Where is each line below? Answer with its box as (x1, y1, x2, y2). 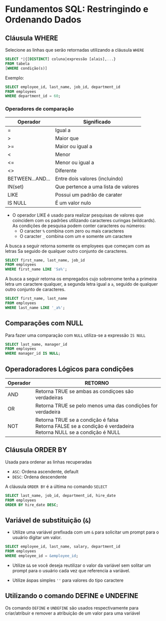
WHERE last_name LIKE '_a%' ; (5, 305, 65, 310)
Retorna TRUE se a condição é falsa (35, 416, 119, 423)
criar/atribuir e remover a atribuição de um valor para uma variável (5, 610, 140, 616)
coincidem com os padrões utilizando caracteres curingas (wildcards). (12, 217, 156, 223)
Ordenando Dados (5, 14, 82, 25)
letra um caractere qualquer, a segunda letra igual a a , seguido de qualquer (5, 281, 158, 287)
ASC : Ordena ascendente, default (12, 468, 79, 474)
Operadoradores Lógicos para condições (5, 365, 134, 373)
